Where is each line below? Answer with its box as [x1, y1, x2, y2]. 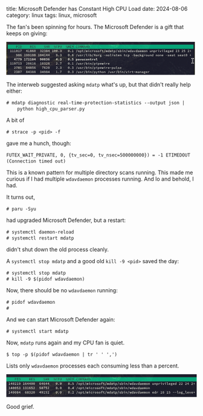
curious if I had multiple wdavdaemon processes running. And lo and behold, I [6, 175, 195, 183]
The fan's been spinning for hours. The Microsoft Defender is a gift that [6, 24, 184, 30]
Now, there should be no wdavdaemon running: [6, 287, 118, 294]
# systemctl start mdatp [6, 329, 69, 335]
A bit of [6, 116, 25, 124]
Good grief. [6, 403, 34, 410]
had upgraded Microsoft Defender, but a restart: [6, 216, 126, 224]
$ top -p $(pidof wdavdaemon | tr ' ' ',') [6, 352, 118, 358]
